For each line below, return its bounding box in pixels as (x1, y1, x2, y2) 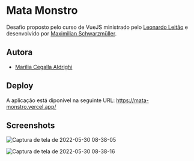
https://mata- (116, 97, 149, 104)
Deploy (6, 80, 34, 91)
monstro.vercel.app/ (6, 103, 56, 110)
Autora (6, 47, 33, 58)
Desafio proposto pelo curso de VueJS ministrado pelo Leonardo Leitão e (6, 23, 188, 31)
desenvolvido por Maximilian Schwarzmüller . (6, 29, 117, 37)
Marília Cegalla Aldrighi (14, 63, 73, 70)
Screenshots (6, 120, 55, 130)
